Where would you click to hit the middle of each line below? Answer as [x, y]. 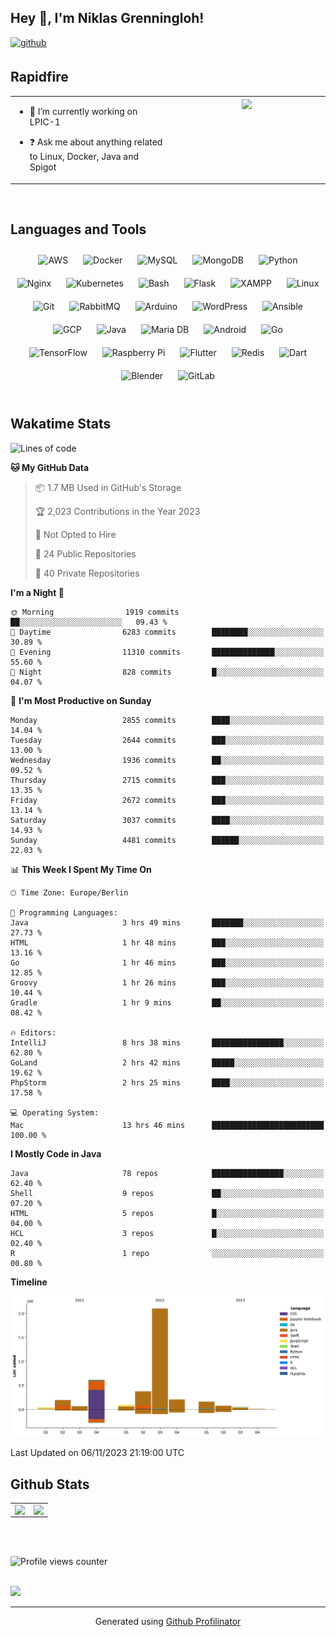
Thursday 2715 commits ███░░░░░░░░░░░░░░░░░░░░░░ [167, 780]
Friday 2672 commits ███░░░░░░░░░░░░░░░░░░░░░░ [167, 800]
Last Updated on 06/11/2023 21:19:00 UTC [97, 1453]
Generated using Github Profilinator [168, 1622]
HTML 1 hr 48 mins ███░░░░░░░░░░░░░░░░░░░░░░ [167, 942]
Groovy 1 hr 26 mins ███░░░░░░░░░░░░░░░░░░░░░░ [167, 982]
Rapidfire [39, 77]
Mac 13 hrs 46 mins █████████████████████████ [167, 1125]
